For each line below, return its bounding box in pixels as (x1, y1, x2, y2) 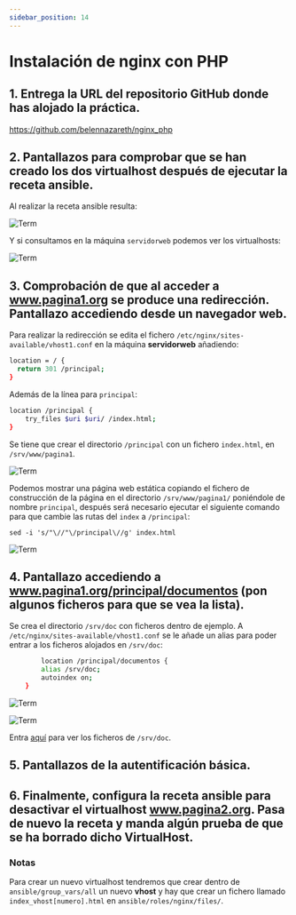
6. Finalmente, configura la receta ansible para (9, 788, 272, 803)
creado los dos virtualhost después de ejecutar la (9, 163, 288, 179)
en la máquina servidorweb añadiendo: (94, 339, 239, 350)
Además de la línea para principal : (9, 388, 137, 400)
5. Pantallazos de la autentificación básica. (9, 758, 251, 773)
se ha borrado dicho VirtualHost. (9, 830, 194, 845)
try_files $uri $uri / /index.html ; (25, 414, 157, 423)
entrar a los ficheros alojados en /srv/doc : (9, 640, 163, 650)
